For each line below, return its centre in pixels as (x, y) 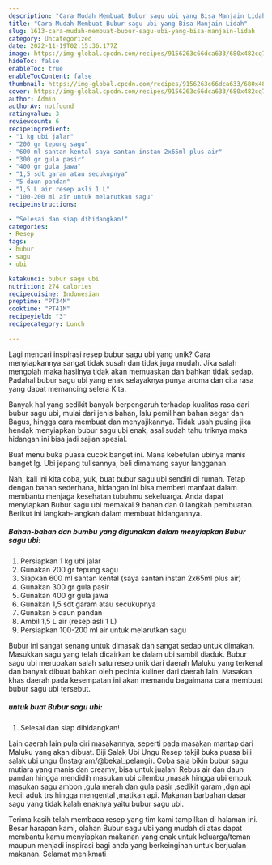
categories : (28, 227)
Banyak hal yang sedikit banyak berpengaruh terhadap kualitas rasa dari (129, 404)
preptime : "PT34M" (39, 302)
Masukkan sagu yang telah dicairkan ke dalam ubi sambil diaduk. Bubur (128, 654)
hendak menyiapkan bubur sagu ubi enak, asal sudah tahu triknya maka (128, 430)
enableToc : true (36, 69)
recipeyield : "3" (38, 317)
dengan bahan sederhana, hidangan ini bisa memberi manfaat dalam (123, 487)
